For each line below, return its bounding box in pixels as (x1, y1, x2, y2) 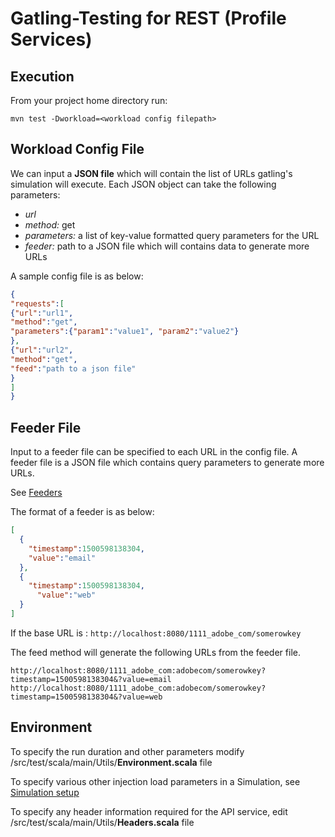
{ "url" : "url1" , (10, 308, 74, 318)
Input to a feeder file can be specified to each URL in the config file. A (10, 446, 298, 458)
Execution (10, 68, 75, 85)
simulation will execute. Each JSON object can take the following (10, 178, 277, 190)
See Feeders (10, 487, 63, 499)
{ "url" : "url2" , (10, 345, 74, 356)
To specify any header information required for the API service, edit (10, 805, 288, 817)
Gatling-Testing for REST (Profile (10, 7, 287, 30)
